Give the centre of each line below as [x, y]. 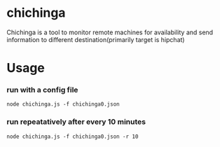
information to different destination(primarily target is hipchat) [96, 39]
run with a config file [42, 90]
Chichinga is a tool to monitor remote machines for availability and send [110, 32]
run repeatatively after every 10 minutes [76, 122]
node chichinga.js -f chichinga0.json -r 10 [73, 136]
